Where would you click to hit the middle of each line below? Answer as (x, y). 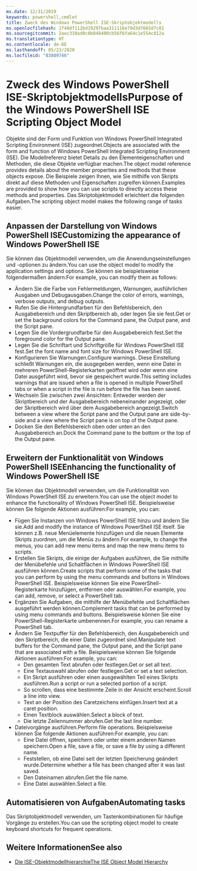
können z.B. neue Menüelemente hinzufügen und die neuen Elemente (99, 533)
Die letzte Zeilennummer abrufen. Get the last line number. (93, 721)
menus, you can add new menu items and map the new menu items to (99, 545)
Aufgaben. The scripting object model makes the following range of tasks (94, 201)
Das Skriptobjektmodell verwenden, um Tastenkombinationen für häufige (95, 816)
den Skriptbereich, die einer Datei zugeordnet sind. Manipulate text (95, 640)
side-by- (180, 414)
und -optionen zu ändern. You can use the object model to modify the (90, 265)
